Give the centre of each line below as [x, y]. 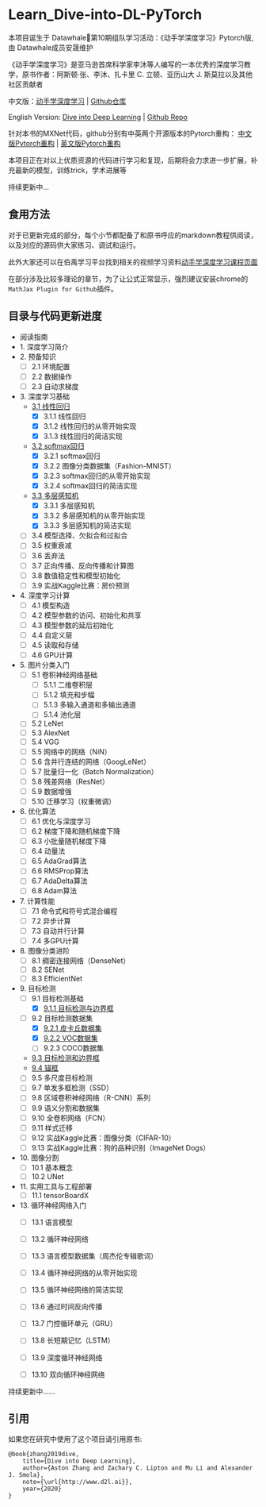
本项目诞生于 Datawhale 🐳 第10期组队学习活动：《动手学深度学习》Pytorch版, [131, 37]
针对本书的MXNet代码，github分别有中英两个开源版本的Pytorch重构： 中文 [130, 133]
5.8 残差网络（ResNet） [70, 781]
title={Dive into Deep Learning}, [79, 1461]
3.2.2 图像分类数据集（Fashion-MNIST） [109, 466]
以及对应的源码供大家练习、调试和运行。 [74, 245]
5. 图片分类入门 [44, 665]
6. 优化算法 [38, 811]
